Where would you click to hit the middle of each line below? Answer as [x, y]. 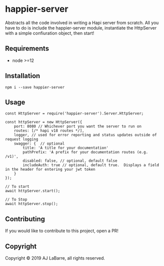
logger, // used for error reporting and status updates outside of [85, 135]
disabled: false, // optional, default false [70, 161]
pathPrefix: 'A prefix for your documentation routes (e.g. [85, 152]
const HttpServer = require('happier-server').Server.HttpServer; [74, 114]
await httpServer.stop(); [31, 204]
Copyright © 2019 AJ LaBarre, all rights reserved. [55, 258]
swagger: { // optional [39, 144]
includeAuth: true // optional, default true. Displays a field [91, 165]
